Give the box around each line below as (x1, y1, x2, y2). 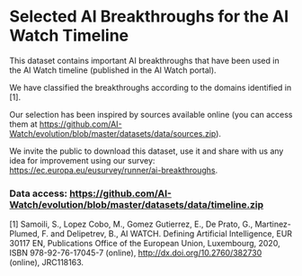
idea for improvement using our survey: (9, 155, 155, 165)
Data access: (9, 187, 68, 200)
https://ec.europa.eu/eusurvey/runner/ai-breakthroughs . (9, 165, 218, 175)
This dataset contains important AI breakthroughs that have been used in (9, 55, 280, 66)
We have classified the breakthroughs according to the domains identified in (9, 82, 292, 93)
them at (9, 119, 38, 129)
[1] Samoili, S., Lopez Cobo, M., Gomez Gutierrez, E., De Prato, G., (9, 218, 253, 230)
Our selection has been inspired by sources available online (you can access (9, 109, 294, 120)
